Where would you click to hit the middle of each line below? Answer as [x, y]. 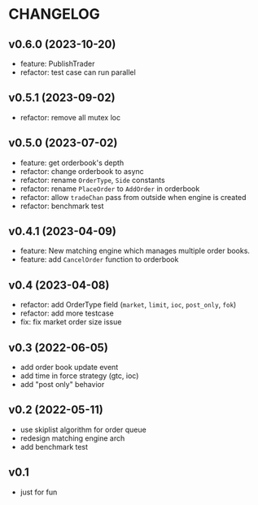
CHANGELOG [54, 14]
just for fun [39, 492]
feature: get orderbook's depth [72, 163]
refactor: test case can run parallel [78, 72]
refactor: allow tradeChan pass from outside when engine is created [133, 197]
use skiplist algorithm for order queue [83, 429]
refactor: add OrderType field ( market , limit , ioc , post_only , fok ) [128, 305]
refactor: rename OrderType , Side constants [92, 180]
